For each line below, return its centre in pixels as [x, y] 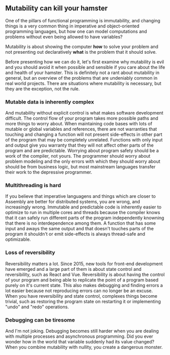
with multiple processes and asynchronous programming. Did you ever [79, 336]
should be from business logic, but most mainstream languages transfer [80, 167]
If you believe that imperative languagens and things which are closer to [80, 196]
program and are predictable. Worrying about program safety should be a [82, 151]
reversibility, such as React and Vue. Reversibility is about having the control [85, 274]
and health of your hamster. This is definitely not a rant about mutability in [82, 73]
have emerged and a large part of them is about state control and [73, 269]
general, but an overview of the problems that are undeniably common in [81, 78]
